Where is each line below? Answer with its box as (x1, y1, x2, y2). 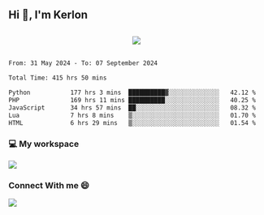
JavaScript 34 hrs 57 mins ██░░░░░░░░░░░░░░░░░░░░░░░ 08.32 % (8, 103, 256, 112)
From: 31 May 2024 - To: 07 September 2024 (8, 59, 158, 67)
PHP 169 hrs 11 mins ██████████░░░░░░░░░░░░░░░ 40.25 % (8, 97, 256, 105)
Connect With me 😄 (8, 179, 89, 191)
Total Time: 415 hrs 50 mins (8, 74, 107, 82)
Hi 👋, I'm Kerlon (8, 8, 88, 22)
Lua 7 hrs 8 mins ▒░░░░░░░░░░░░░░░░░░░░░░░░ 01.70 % (8, 111, 256, 119)
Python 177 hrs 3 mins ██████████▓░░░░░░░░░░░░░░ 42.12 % (8, 88, 256, 97)
